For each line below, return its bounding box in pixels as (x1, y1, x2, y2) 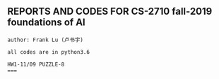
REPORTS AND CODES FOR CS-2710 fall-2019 (7, 6, 213, 17)
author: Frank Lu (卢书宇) (7, 36, 83, 43)
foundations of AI (7, 17, 86, 29)
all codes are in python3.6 (7, 48, 90, 55)
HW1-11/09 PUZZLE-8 (7, 61, 65, 68)
